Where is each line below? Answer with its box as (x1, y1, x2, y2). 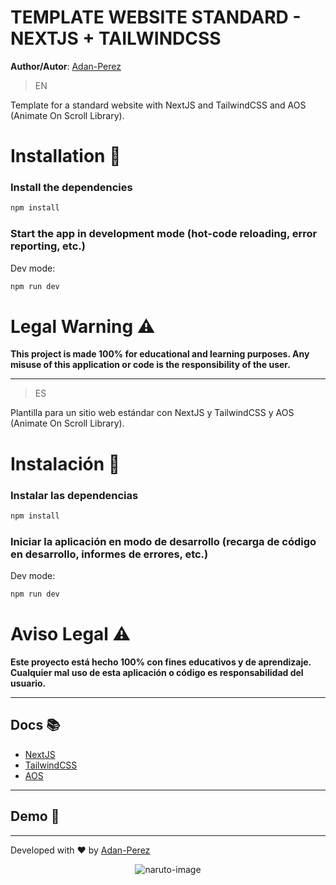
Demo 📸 (10, 808, 60, 825)
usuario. (10, 677, 47, 689)
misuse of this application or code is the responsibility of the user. (10, 359, 291, 371)
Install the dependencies (10, 181, 133, 195)
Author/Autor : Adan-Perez (10, 60, 122, 72)
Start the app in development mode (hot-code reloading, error (10, 227, 318, 241)
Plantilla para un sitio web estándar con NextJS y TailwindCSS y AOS (10, 407, 295, 419)
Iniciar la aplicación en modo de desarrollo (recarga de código (10, 534, 317, 548)
